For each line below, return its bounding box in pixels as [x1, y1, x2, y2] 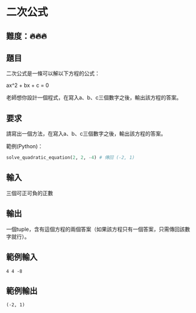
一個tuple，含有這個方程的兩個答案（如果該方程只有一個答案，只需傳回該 [6, 226, 185, 233]
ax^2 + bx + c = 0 [6, 82, 49, 89]
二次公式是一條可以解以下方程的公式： [6, 70, 100, 77]
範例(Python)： [6, 143, 43, 150]
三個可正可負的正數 [6, 189, 53, 196]
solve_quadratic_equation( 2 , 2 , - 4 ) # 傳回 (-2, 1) [6, 155, 135, 161]
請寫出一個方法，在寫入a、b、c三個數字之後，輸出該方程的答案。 [6, 130, 166, 137]
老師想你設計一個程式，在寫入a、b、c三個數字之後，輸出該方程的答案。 [6, 94, 182, 101]
